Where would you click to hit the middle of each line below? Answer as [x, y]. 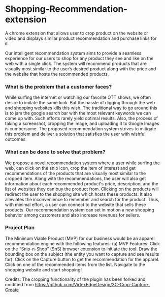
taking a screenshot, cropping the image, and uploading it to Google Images [82, 123]
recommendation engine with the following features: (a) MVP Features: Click [82, 243]
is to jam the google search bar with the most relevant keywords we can [78, 113]
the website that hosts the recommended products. [57, 74]
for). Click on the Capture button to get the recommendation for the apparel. [82, 259]
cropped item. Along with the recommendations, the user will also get [76, 178]
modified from [19, 284]
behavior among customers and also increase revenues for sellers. [73, 215]
